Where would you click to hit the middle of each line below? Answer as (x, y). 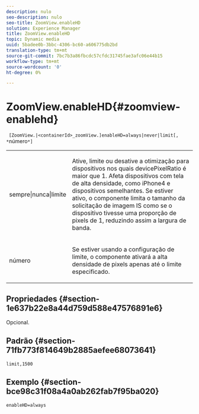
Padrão (20, 341)
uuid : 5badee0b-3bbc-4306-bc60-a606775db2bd (62, 45)
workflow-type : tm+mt (33, 61)
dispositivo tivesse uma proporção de (124, 213)
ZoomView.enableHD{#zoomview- (93, 107)
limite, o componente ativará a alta (120, 257)
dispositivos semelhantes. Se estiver (123, 191)
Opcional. (18, 322)
